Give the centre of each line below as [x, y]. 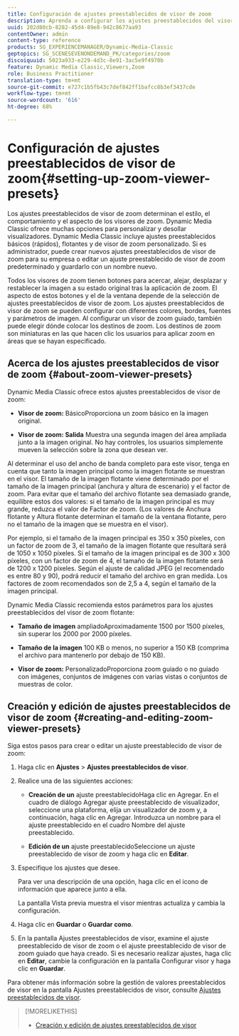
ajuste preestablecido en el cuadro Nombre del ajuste [107, 825]
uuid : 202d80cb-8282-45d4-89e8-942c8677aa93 [74, 27]
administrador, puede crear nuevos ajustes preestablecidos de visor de [112, 251]
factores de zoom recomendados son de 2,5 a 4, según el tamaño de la [112, 583]
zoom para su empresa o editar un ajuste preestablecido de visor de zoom [116, 259]
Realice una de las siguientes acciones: [75, 781]
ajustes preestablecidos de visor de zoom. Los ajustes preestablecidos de [116, 303]
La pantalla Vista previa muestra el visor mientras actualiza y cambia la [121, 903]
